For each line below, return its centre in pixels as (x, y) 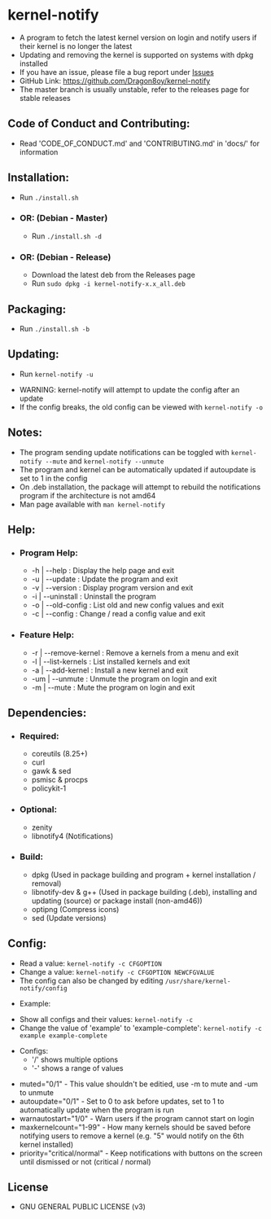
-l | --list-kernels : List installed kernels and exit (111, 661)
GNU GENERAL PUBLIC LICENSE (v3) (82, 1207)
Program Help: (48, 553)
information (39, 151)
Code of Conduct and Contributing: (99, 124)
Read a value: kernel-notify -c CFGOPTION (90, 963)
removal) (46, 883)
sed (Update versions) (69, 918)
